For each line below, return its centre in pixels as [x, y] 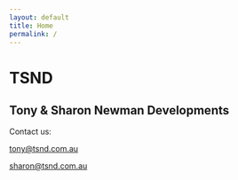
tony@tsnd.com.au [44, 149]
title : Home [31, 26]
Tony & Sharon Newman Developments [119, 110]
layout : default [39, 17]
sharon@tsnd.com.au [48, 166]
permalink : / [33, 34]
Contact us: [30, 132]
